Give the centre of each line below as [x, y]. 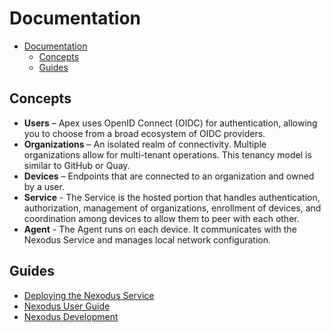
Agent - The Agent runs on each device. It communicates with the [160, 229]
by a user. [44, 186]
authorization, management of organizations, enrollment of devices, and [172, 208]
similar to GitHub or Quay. [77, 165]
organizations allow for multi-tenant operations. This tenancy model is [167, 154]
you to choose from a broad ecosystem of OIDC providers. [144, 133]
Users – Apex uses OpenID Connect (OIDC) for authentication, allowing [170, 123]
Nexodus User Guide [67, 306]
